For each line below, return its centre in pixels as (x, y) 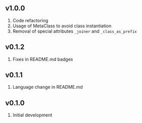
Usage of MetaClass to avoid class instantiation (62, 26)
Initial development (32, 115)
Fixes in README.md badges (43, 59)
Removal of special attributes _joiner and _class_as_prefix (75, 31)
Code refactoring (30, 20)
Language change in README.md (48, 87)
